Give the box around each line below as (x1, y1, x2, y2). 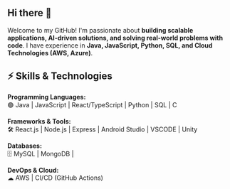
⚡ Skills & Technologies (7, 70, 113, 82)
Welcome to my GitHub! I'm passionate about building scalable (7, 26, 194, 34)
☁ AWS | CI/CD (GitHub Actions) (7, 173, 103, 182)
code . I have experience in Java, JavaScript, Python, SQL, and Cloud (7, 40, 213, 50)
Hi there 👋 (7, 7, 52, 19)
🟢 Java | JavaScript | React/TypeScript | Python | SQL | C (7, 100, 177, 109)
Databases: (7, 141, 43, 150)
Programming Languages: (7, 92, 86, 101)
